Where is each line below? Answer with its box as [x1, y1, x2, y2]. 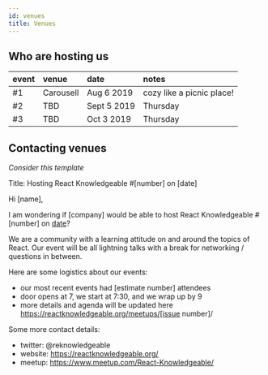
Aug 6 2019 [86, 87, 134, 98]
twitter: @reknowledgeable [19, 340, 111, 350]
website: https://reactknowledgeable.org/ [19, 349, 160, 359]
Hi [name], [8, 194, 44, 204]
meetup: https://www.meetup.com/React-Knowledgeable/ [19, 358, 215, 368]
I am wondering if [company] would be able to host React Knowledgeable [8, 210, 253, 220]
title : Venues [8, 19, 57, 28]
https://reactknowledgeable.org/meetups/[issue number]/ [19, 309, 213, 319]
